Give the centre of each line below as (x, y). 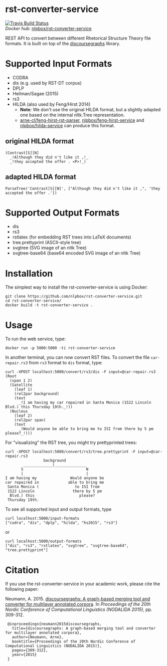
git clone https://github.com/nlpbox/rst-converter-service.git (74, 297)
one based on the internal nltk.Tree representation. (72, 115)
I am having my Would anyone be (55, 478)
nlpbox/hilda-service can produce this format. (67, 125)
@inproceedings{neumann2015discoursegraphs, (54, 624)
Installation (29, 273)
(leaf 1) (23, 389)
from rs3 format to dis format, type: (66, 363)
